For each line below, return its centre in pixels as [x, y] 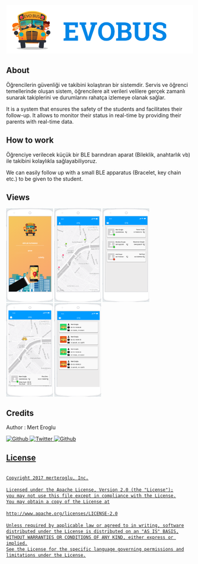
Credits [20, 413]
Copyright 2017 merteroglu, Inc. [47, 478]
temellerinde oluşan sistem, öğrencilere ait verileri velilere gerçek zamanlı [96, 91]
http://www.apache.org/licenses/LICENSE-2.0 [62, 514]
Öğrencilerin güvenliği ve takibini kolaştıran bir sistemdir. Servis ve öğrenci [97, 84]
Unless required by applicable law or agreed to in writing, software [95, 526]
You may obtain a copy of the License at [58, 502]
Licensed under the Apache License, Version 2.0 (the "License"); [90, 490]
